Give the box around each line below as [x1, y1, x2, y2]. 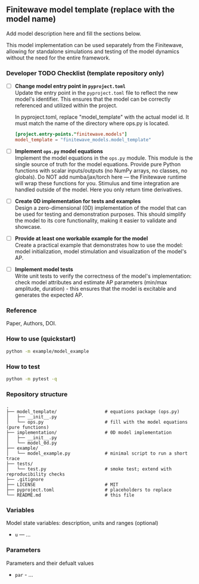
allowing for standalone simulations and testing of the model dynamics [6, 48, 180, 55]
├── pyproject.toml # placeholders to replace [6, 487, 172, 493]
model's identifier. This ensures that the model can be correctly [14, 95, 171, 103]
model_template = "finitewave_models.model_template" [14, 137, 151, 143]
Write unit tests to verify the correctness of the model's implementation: [14, 272, 192, 279]
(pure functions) [6, 424, 49, 431]
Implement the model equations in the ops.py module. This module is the [14, 154, 193, 161]
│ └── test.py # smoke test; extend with [6, 466, 172, 473]
